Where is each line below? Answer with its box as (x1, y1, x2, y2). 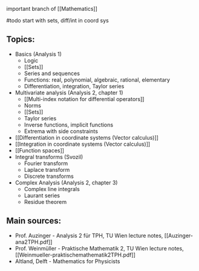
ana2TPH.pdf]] (15, 238, 53, 246)
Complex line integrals (24, 185, 80, 192)
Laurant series (24, 192, 60, 199)
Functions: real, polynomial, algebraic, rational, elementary (24, 76, 171, 83)
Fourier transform (24, 160, 68, 167)
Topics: (6, 34, 35, 45)
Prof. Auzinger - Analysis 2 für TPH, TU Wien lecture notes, (15, 232, 163, 239)
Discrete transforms (24, 172, 74, 180)
